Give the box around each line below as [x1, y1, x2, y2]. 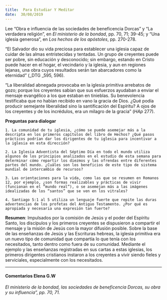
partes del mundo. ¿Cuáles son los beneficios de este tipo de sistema [5, 162, 157, 167]
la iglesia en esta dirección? [5, 140, 70, 146]
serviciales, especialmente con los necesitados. [5, 257, 103, 263]
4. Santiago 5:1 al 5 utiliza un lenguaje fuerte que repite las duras [5, 197, 157, 202]
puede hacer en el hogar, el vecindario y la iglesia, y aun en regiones [5, 62, 146, 68]
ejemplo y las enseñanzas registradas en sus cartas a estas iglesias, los [5, 246, 153, 252]
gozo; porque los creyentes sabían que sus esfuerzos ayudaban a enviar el [5, 87, 159, 93]
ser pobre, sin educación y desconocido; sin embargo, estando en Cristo [5, 56, 155, 62]
